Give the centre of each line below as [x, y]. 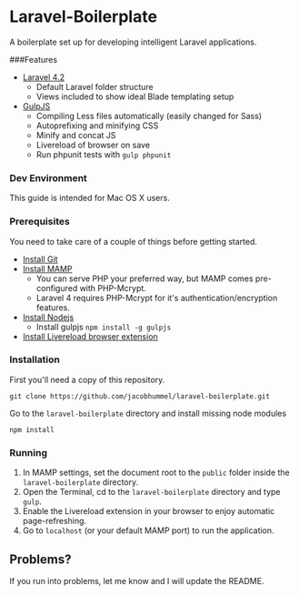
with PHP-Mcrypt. [113, 287]
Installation [35, 359]
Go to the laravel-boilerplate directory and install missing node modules [148, 413]
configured [57, 287]
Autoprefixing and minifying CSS [97, 126]
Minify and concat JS [76, 135]
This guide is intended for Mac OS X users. [90, 198]
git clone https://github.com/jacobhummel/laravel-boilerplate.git [140, 396]
